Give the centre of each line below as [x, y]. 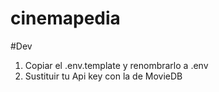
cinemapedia [65, 18]
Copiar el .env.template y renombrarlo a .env [116, 65]
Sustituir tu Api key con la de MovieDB [103, 76]
